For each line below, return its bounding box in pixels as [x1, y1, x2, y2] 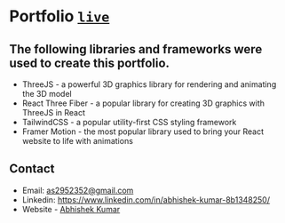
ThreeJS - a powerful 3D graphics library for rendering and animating [21, 79, 277, 90]
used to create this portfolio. [9, 55, 170, 70]
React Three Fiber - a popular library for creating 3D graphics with [21, 98, 265, 108]
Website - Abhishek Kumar [21, 203, 121, 214]
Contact [9, 162, 55, 177]
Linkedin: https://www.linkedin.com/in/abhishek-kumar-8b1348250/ [21, 194, 271, 205]
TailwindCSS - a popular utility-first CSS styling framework [21, 117, 237, 127]
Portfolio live [9, 6, 110, 27]
